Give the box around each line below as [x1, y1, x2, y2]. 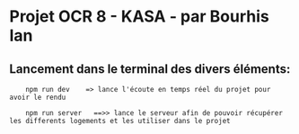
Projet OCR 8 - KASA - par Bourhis [9, 6, 269, 27]
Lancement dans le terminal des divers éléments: [9, 61, 291, 76]
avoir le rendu [9, 93, 66, 102]
